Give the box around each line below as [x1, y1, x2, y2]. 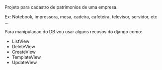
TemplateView [11, 54, 41, 60]
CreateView [11, 49, 36, 55]
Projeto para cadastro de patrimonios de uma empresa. [4, 4, 118, 10]
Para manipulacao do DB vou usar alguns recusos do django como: [4, 29, 143, 34]
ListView [11, 38, 30, 44]
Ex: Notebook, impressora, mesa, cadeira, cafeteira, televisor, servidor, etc [4, 14, 158, 19]
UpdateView [11, 60, 37, 65]
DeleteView [11, 44, 35, 49]
